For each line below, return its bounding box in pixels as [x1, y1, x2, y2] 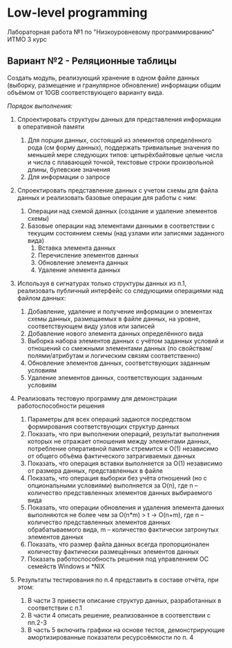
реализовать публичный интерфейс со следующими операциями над [17, 286, 224, 295]
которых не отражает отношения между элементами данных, [27, 437, 211, 445]
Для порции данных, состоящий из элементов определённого [27, 136, 212, 144]
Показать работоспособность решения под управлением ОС [27, 555, 209, 563]
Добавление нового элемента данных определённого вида [27, 329, 204, 337]
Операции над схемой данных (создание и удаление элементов [27, 206, 217, 215]
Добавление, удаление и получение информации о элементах [27, 307, 213, 316]
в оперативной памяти [17, 123, 85, 131]
